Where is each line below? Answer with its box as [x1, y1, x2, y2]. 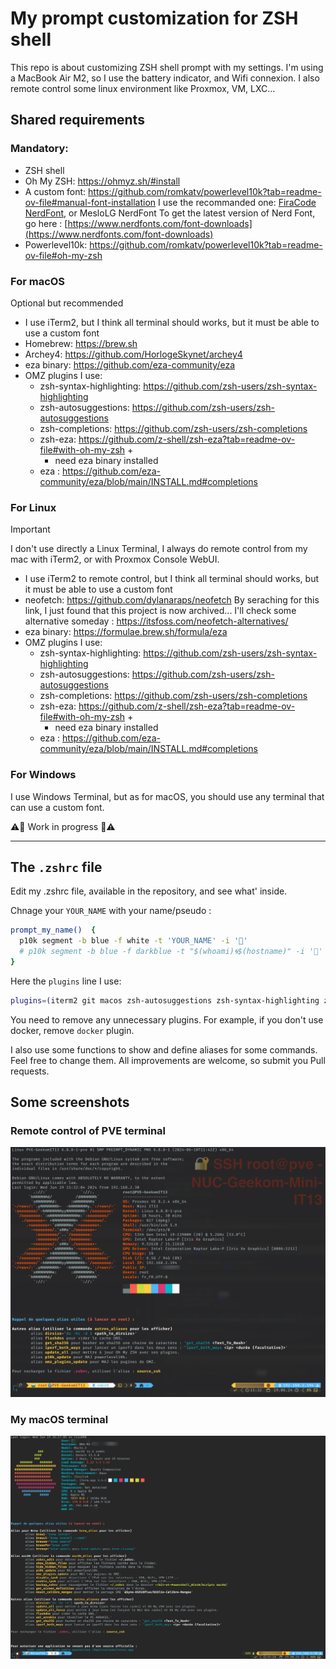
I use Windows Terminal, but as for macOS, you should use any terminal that [10, 790, 325, 802]
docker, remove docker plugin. [10, 1024, 135, 1036]
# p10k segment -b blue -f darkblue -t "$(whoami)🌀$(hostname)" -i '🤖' [19, 947, 323, 957]
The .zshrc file [10, 858, 103, 876]
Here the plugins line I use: [10, 975, 122, 987]
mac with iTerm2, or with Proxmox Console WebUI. [10, 553, 220, 566]
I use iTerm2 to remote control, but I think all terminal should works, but [24, 573, 320, 585]
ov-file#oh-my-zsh [24, 249, 103, 261]
